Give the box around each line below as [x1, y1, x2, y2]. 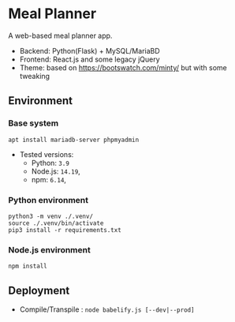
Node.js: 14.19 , [31, 167, 80, 176]
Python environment [8, 194, 89, 205]
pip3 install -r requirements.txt [8, 226, 122, 234]
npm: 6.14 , [31, 174, 67, 184]
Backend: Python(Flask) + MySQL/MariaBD [19, 46, 160, 55]
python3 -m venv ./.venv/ [8, 212, 93, 220]
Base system [8, 118, 59, 129]
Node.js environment [8, 244, 91, 255]
